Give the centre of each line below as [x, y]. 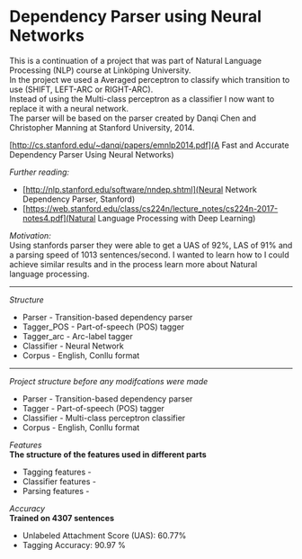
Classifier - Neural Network [73, 346]
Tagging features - [57, 472]
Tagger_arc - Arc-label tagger [77, 336]
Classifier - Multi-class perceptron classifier [104, 418]
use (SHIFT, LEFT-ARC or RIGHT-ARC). [81, 89]
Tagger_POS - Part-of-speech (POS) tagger [103, 327]
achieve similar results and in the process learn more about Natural [133, 264]
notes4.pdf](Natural [59, 218]
